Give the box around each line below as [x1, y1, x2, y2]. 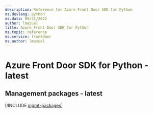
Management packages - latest [5, 90, 103, 98]
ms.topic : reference [5, 30, 48, 35]
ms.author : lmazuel [5, 39, 45, 44]
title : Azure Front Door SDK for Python [5, 25, 89, 30]
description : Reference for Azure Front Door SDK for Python [5, 7, 133, 12]
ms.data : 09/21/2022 [5, 16, 48, 21]
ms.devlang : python [5, 12, 45, 17]
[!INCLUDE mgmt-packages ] [5, 102, 63, 108]
